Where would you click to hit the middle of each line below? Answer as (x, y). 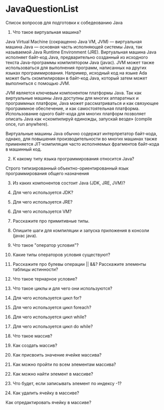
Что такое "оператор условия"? (46, 245)
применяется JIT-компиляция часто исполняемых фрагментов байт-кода (82, 144)
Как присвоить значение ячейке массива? (57, 355)
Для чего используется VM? (42, 211)
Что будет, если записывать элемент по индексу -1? (67, 383)
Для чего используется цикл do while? (53, 326)
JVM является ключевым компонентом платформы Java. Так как (74, 93)
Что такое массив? (32, 336)
